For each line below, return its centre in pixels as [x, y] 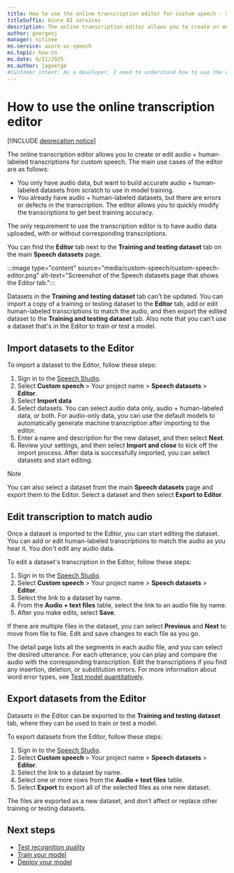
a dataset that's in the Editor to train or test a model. [82, 326]
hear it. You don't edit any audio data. [61, 549]
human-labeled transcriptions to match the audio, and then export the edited [117, 311]
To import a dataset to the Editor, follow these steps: [82, 365]
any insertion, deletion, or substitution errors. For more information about [112, 670]
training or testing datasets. [47, 808]
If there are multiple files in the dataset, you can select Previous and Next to [117, 626]
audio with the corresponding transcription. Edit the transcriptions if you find [117, 662]
